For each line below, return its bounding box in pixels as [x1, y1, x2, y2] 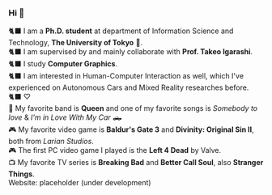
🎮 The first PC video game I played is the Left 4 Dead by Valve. [8, 146, 222, 155]
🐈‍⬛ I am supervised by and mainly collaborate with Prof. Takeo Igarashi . [8, 47, 253, 57]
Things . [8, 169, 35, 179]
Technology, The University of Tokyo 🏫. [8, 38, 143, 48]
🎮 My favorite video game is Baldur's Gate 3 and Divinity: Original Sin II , [8, 125, 254, 134]
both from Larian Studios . [8, 137, 95, 146]
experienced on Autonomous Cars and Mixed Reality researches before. [8, 83, 249, 92]
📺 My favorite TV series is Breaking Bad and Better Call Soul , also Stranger [8, 158, 264, 167]
